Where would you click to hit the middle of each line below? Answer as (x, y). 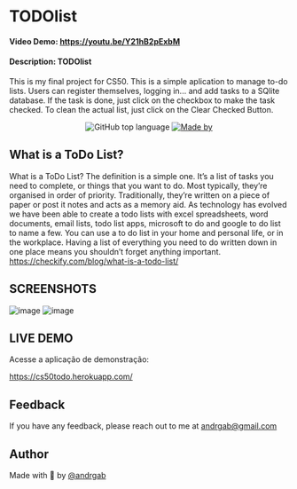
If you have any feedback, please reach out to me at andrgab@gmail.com (143, 426)
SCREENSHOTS (53, 289)
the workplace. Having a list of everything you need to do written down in (143, 242)
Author (29, 454)
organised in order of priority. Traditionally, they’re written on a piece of (140, 195)
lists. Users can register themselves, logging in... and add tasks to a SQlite (145, 91)
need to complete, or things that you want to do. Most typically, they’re (138, 185)
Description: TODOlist (51, 62)
